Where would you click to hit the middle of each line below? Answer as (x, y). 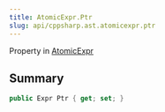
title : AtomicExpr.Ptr (51, 17)
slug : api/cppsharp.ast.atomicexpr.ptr (82, 26)
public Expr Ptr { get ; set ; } (67, 99)
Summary (37, 78)
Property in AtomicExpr (52, 50)
